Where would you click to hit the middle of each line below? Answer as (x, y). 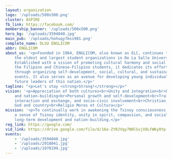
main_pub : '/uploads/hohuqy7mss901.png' (49, 39)
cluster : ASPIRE (23, 19)
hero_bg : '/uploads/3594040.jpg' (41, 34)
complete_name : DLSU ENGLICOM (38, 44)
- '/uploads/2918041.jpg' (42, 144)
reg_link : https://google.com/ (39, 124)
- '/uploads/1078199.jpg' (42, 148)
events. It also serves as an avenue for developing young (79, 77)
